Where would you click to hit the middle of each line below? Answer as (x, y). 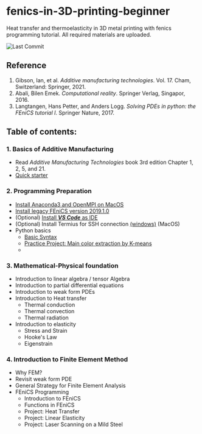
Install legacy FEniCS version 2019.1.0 (62, 211)
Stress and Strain (46, 331)
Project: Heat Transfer (52, 411)
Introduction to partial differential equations (69, 285)
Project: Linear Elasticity (54, 418)
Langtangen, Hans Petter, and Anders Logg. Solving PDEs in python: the (106, 106)
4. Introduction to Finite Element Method (67, 359)
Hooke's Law (40, 337)
